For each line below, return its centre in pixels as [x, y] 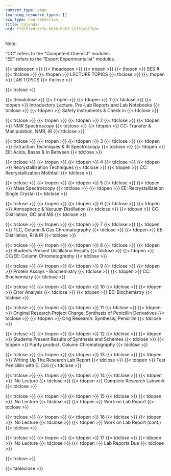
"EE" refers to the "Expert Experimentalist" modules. [60, 59]
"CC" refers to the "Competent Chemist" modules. [58, 54]
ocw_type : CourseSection [32, 19]
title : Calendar [22, 24]
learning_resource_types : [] [36, 15]
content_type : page [26, 10]
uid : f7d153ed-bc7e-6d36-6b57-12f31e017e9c [52, 29]
